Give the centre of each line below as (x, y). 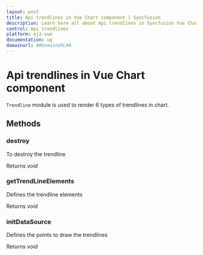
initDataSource (29, 222)
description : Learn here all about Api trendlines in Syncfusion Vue (96, 23)
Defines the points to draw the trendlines (57, 235)
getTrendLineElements (40, 181)
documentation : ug (29, 40)
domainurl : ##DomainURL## (39, 46)
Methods (24, 124)
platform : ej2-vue (29, 34)
